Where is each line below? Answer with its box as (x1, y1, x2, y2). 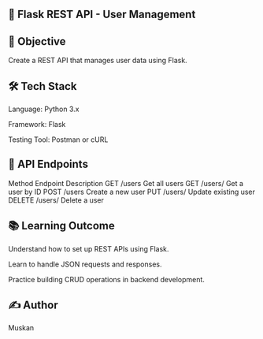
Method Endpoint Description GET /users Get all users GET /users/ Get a (8, 178, 244, 188)
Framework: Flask (8, 120, 66, 129)
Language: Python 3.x (8, 104, 80, 114)
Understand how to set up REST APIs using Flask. (8, 244, 169, 253)
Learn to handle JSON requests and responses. (8, 259, 163, 269)
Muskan (8, 323, 35, 333)
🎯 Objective (8, 35, 66, 48)
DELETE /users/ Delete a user (8, 195, 105, 205)
